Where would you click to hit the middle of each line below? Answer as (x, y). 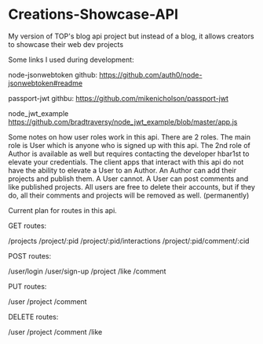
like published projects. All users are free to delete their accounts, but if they (131, 186)
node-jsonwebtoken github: (53, 74)
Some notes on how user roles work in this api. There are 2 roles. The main (130, 137)
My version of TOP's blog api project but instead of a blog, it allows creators (131, 36)
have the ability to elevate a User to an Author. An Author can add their (122, 170)
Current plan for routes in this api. (63, 210)
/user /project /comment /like (55, 331)
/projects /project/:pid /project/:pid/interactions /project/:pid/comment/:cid (129, 241)
